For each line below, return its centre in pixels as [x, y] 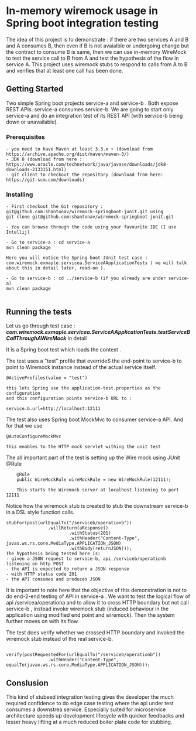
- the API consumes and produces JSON [53, 579]
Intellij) [18, 233]
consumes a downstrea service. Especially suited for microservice [86, 709]
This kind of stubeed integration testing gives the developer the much [90, 697]
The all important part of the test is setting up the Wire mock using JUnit [93, 457]
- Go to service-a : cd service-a [48, 242]
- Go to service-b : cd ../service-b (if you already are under [86, 279]
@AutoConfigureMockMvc [34, 437]
